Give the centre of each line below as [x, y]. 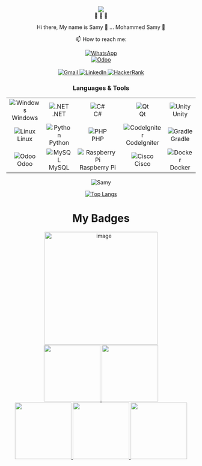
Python [59, 143]
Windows [25, 118]
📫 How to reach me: [101, 39]
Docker [180, 168]
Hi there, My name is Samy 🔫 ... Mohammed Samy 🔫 [101, 27]
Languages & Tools [101, 88]
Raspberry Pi [97, 168]
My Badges [101, 219]
